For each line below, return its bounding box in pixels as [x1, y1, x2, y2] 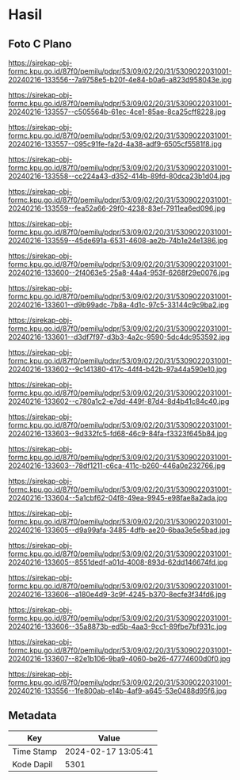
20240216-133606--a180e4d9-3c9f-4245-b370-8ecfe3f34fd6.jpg [8, 590, 227, 599]
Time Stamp [12, 746, 58, 757]
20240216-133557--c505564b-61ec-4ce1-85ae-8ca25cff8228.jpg [8, 107, 227, 116]
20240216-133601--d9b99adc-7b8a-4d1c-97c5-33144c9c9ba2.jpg [8, 300, 230, 310]
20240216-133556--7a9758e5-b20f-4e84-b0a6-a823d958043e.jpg [8, 75, 232, 84]
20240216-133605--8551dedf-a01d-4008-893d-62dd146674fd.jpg [8, 557, 228, 567]
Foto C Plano [8, 37, 72, 51]
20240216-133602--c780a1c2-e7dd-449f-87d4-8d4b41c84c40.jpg [8, 397, 230, 405]
